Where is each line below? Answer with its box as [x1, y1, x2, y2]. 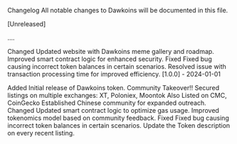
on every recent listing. [7, 129, 75, 137]
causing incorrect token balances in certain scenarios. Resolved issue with [7, 62, 226, 70]
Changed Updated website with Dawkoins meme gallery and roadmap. [7, 48, 215, 55]
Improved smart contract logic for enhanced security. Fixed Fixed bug [7, 55, 212, 63]
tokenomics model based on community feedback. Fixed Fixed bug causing [7, 113, 229, 122]
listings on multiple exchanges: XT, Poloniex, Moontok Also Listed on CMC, [7, 92, 227, 99]
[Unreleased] [7, 20, 46, 28]
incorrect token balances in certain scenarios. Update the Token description [7, 121, 231, 130]
